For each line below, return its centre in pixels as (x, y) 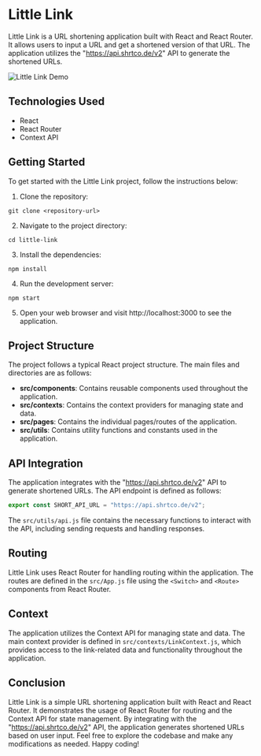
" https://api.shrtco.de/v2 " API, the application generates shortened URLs (127, 727)
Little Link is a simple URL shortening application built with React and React (130, 702)
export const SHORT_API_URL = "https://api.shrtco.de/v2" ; (107, 505)
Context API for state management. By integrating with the (103, 718)
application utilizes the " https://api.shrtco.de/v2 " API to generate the (119, 53)
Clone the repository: (54, 196)
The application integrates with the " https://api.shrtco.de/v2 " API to (118, 482)
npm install (28, 269)
